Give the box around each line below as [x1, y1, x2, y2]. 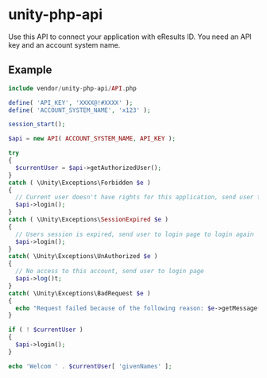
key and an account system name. [8, 40, 121, 49]
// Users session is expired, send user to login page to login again [15, 230, 254, 238]
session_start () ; [8, 121, 66, 129]
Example [8, 64, 52, 77]
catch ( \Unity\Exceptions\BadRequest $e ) [8, 289, 151, 297]
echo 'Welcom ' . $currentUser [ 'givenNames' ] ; [8, 362, 172, 370]
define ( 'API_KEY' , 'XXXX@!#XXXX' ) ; [8, 98, 133, 106]
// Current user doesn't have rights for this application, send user [15, 193, 254, 202]
